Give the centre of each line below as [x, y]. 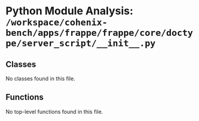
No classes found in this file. [40, 78]
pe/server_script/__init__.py [81, 43]
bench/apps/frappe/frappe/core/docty [99, 33]
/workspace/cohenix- [57, 22]
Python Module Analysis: [70, 11]
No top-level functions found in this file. [54, 111]
